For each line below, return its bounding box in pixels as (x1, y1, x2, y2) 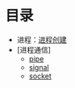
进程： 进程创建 (16, 35, 67, 44)
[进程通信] (16, 44, 52, 54)
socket (28, 71, 52, 81)
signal (28, 62, 49, 72)
